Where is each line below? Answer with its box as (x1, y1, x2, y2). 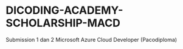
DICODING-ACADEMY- (5, 4, 123, 17)
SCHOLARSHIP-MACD (5, 16, 121, 30)
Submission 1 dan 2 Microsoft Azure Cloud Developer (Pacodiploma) (5, 36, 178, 43)
